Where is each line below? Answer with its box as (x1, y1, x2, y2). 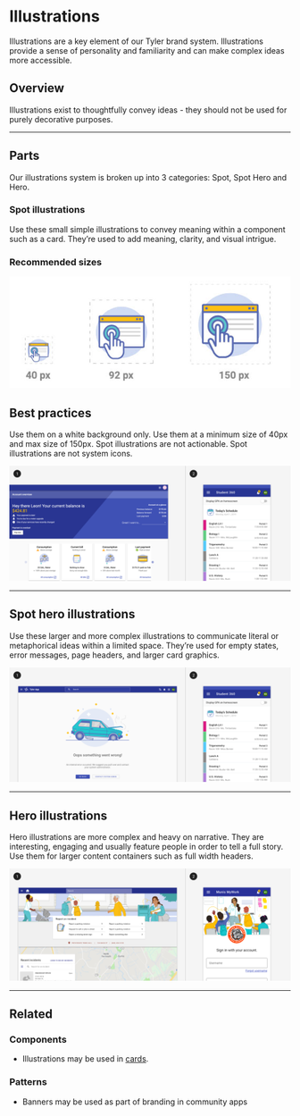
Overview (9, 80, 65, 96)
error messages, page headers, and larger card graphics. (9, 650, 221, 660)
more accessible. (9, 55, 73, 65)
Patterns (9, 1076, 47, 1088)
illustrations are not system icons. (9, 449, 133, 459)
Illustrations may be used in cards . (21, 1053, 149, 1064)
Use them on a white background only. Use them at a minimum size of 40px (9, 429, 288, 440)
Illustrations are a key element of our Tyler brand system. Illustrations (9, 36, 263, 46)
